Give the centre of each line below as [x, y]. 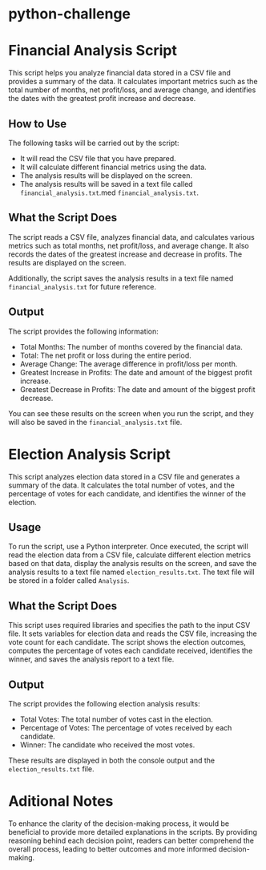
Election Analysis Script [89, 454]
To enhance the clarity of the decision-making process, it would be [119, 823]
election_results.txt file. [51, 769]
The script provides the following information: [83, 331]
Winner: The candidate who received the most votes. [107, 745]
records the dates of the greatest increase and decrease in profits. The [125, 254]
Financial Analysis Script [93, 51]
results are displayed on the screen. [67, 262]
